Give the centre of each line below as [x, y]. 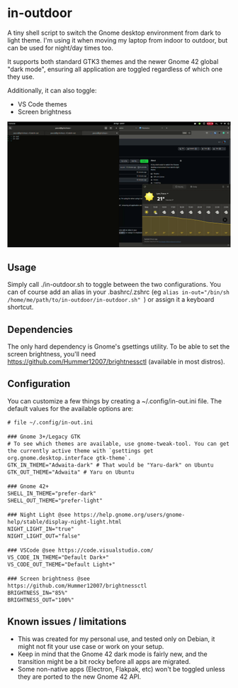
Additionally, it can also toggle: [52, 90]
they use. [21, 77]
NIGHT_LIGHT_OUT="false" [44, 536]
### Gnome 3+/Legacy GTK [44, 437]
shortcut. [21, 307]
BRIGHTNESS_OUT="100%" [41, 600]
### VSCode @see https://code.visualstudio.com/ [80, 550]
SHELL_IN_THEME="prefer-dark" [52, 493]
